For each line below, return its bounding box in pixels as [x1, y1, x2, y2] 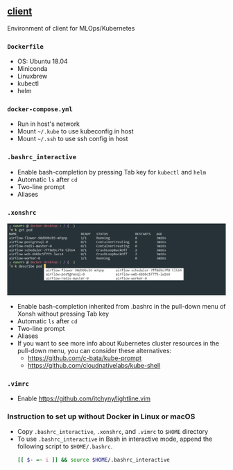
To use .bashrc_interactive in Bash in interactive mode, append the [17, 435, 213, 444]
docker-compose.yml [7, 106, 73, 113]
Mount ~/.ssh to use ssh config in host [17, 135, 128, 143]
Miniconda [17, 65, 48, 73]
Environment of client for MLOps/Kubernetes [7, 24, 135, 32]
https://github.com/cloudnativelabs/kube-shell [27, 361, 161, 369]
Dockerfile [7, 42, 44, 51]
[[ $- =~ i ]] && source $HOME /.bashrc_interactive [17, 457, 170, 464]
